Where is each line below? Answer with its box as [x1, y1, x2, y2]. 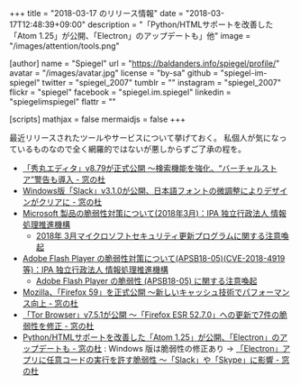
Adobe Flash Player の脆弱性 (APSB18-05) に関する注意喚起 [35, 276, 258, 286]
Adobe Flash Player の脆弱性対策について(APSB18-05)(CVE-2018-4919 [22, 253, 286, 263]
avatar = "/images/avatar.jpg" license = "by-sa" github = [9, 68, 219, 78]
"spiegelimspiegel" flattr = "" [9, 96, 116, 106]
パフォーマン [241, 287, 290, 298]
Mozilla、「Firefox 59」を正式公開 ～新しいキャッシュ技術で [22, 287, 243, 298]
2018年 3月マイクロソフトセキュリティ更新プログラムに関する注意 [35, 231, 282, 241]
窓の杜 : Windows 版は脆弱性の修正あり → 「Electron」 [77, 344, 283, 353]
